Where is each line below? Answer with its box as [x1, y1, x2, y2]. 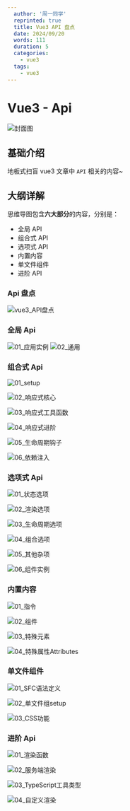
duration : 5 [13, 43, 49, 50]
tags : [13, 63, 30, 70]
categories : [13, 50, 49, 57]
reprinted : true [13, 17, 61, 24]
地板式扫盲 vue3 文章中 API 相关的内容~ [7, 167, 124, 175]
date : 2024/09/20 [13, 30, 65, 37]
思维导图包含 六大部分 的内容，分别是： [7, 210, 119, 218]
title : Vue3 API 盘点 [13, 23, 76, 30]
